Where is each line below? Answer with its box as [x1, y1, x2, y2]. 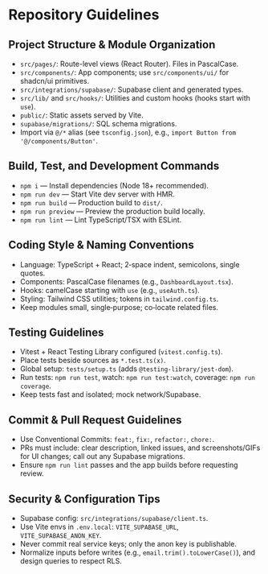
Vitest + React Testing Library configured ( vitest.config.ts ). [19, 347, 223, 357]
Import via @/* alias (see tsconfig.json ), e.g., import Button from [19, 127, 237, 137]
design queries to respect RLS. [19, 556, 122, 566]
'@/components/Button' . [19, 136, 99, 146]
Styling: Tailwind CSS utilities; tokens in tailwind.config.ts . [19, 294, 219, 304]
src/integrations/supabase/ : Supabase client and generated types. [19, 85, 244, 94]
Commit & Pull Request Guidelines [8, 413, 182, 427]
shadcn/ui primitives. [19, 76, 90, 85]
